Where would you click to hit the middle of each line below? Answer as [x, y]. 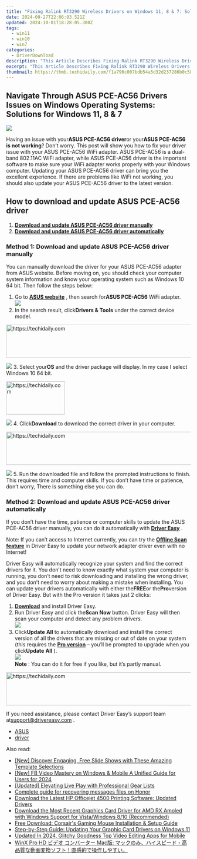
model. [23, 316]
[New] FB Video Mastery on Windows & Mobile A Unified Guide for [95, 773]
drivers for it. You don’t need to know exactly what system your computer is [98, 570]
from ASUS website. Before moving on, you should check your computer [94, 273]
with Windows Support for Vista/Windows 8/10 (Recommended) [92, 817]
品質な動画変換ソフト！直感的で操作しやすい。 [71, 850]
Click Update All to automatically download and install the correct [93, 632]
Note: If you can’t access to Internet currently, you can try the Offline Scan [96, 540]
